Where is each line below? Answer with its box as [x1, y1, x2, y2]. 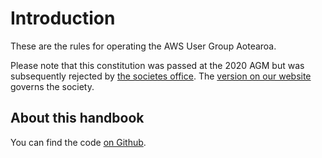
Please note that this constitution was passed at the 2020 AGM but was [10, 59, 305, 71]
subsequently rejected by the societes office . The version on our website [10, 70, 312, 82]
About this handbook [10, 110, 145, 127]
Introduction [10, 7, 116, 30]
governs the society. [10, 80, 95, 92]
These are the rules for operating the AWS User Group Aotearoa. [10, 40, 277, 52]
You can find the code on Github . [10, 136, 147, 148]
